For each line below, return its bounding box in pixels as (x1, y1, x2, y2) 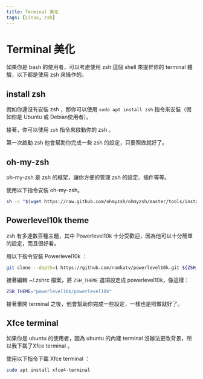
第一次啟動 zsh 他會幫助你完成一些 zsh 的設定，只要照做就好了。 (6, 139, 168, 146)
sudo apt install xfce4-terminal (6, 367, 91, 374)
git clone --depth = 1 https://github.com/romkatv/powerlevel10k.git (6, 264, 180, 271)
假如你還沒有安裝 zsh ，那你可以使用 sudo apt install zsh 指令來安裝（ (6, 106, 187, 113)
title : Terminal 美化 (6, 8, 59, 15)
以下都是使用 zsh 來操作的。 (16, 71, 88, 79)
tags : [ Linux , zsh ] (6, 15, 56, 21)
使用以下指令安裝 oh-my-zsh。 (6, 187, 83, 194)
